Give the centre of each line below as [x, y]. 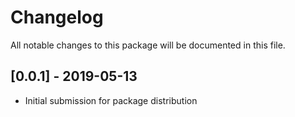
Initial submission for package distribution [111, 100]
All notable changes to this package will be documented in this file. [148, 45]
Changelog [57, 17]
